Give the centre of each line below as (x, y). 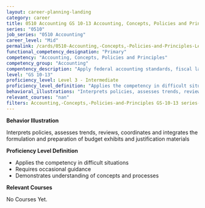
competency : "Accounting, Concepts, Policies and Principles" (87, 58)
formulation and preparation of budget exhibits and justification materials (98, 139)
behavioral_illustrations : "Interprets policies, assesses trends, (94, 92)
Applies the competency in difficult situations (72, 162)
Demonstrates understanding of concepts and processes (87, 176)
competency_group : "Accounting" (47, 63)
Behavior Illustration (33, 121)
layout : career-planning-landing (49, 12)
